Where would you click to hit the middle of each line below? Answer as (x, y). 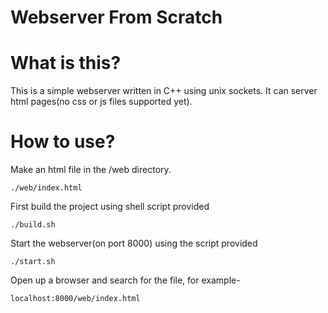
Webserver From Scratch (116, 17)
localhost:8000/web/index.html (75, 299)
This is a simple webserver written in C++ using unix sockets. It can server (164, 91)
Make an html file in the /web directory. (91, 170)
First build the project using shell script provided (110, 207)
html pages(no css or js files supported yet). (101, 102)
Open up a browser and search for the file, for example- (125, 280)
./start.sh (33, 262)
